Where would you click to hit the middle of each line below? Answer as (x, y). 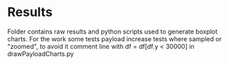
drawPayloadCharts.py (41, 54)
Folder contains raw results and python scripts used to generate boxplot (113, 31)
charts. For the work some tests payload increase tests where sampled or (114, 38)
